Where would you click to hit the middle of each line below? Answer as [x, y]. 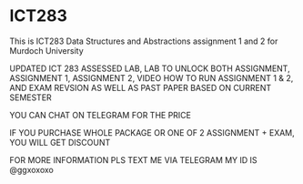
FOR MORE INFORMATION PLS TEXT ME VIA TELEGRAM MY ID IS [133, 159]
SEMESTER [30, 97]
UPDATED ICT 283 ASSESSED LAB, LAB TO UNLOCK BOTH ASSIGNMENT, [150, 68]
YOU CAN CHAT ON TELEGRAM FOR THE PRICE [100, 115]
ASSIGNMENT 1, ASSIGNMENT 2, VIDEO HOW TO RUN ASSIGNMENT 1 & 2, [151, 77]
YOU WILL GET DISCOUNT [60, 142]
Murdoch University [46, 50]
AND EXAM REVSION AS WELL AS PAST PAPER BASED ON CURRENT [141, 87]
